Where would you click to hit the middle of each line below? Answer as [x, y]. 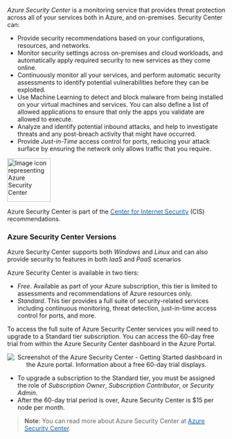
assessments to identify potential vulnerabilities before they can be [113, 82]
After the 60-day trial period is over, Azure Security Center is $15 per [115, 400]
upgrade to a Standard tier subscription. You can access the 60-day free [111, 336]
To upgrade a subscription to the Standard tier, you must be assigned [116, 378]
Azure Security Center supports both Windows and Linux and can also [108, 252]
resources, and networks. [54, 45]
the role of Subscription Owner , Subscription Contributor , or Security [116, 386]
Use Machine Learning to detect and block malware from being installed [120, 97]
